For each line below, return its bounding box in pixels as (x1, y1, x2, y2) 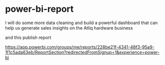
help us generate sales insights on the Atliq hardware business (5, 25, 133, 31)
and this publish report (5, 34, 52, 40)
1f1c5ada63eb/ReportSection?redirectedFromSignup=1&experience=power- (5, 49, 160, 55)
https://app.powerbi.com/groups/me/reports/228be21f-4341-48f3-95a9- (5, 44, 155, 50)
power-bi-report (5, 3, 74, 15)
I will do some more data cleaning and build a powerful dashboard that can (5, 20, 158, 26)
